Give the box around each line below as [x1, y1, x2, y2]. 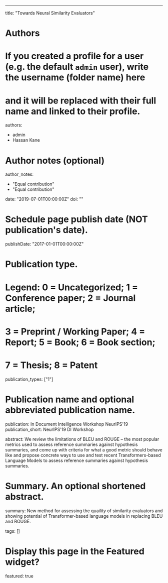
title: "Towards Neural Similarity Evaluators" [5, 10, 95, 16]
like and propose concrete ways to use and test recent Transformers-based [5, 452, 161, 458]
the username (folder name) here [5, 72, 145, 83]
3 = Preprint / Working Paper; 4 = [5, 326, 145, 337]
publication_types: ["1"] [5, 376, 53, 382]
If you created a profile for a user [5, 51, 144, 62]
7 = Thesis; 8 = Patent [5, 360, 98, 371]
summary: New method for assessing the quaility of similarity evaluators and [5, 508, 163, 514]
